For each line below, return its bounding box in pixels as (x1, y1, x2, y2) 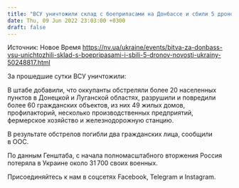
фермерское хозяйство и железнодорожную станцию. (7, 116, 174, 125)
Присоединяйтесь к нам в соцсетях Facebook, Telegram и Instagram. (7, 172, 216, 182)
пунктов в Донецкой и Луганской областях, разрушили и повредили (7, 93, 216, 102)
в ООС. (7, 137, 29, 146)
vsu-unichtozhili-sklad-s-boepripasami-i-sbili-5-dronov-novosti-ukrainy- (7, 51, 222, 59)
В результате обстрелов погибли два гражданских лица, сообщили (7, 130, 213, 139)
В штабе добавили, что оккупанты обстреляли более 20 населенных (7, 86, 217, 95)
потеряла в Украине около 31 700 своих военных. (7, 159, 158, 167)
